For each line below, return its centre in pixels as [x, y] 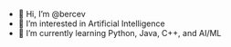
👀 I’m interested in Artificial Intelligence [92, 23]
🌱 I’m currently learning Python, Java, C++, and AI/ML [120, 33]
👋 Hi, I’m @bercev [52, 14]
